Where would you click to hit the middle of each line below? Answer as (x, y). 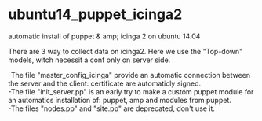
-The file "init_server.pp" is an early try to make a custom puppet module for (131, 91)
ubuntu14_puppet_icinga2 (95, 15)
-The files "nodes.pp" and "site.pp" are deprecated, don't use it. (112, 108)
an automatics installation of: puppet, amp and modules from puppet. (120, 100)
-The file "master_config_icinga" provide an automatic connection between (129, 75)
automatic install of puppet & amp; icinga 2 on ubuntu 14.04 (104, 36)
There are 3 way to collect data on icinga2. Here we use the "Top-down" (126, 51)
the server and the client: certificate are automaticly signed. (105, 83)
